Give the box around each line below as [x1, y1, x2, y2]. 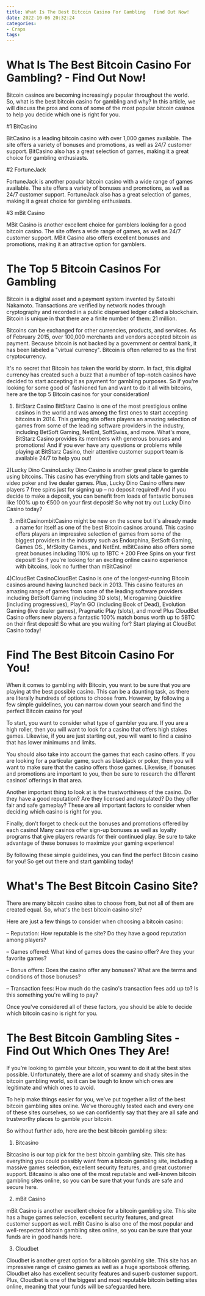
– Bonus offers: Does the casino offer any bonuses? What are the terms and [6, 966, 197, 973]
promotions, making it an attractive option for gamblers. [6, 241, 146, 248]
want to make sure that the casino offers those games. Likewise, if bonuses [6, 763, 196, 771]
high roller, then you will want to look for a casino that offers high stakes [6, 725, 187, 733]
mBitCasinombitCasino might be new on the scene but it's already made [15, 517, 197, 524]
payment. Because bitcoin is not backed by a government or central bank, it [6, 340, 197, 346]
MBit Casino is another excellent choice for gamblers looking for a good [6, 221, 187, 228]
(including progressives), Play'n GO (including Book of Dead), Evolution [6, 601, 186, 608]
